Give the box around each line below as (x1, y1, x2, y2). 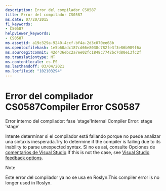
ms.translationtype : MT (5, 54, 56, 60)
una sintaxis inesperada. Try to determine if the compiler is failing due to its (5, 138, 161, 144)
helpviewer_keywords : (5, 31, 51, 36)
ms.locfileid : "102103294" (5, 69, 62, 74)
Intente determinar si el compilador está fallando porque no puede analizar (5, 133, 161, 139)
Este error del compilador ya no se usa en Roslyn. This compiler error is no (5, 174, 160, 180)
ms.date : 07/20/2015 (5, 17, 49, 22)
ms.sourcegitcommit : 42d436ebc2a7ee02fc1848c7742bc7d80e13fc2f (5, 50, 142, 55)
